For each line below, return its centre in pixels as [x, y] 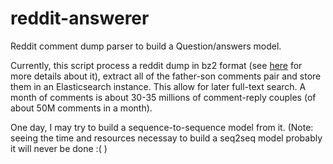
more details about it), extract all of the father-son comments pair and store [166, 76]
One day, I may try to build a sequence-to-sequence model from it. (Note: [162, 127]
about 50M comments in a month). [81, 108]
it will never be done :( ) [59, 148]
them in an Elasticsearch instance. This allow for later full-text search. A [158, 86]
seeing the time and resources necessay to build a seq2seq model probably [166, 138]
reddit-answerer [80, 18]
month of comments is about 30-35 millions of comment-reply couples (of [163, 97]
